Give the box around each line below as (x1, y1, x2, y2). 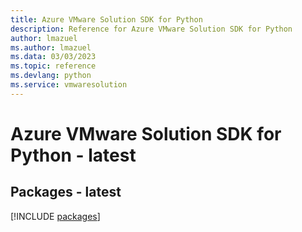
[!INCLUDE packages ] (10, 210, 101, 222)
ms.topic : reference (10, 61, 97, 71)
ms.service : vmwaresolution (10, 80, 128, 90)
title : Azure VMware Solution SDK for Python (10, 14, 203, 25)
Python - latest (10, 144, 137, 166)
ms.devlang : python (10, 71, 92, 81)
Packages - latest (10, 184, 122, 201)
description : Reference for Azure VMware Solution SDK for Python (10, 24, 293, 34)
